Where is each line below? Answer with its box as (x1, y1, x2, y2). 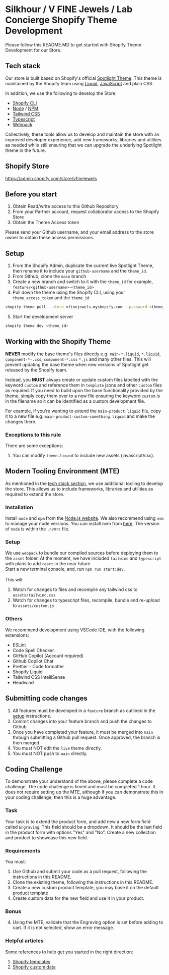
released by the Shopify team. (5, 367, 68, 373)
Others (5, 615, 23, 622)
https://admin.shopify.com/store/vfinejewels (5, 175, 97, 181)
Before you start (5, 190, 57, 198)
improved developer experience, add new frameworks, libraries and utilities (5, 136, 162, 142)
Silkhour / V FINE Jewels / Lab (5, 4, 133, 15)
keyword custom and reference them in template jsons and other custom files (5, 382, 162, 388)
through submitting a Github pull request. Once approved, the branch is (12, 734, 160, 740)
